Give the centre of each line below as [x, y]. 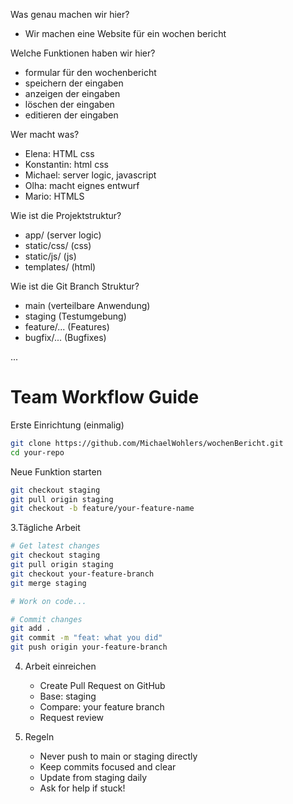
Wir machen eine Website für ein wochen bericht [125, 33]
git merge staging [48, 583]
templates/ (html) [60, 267]
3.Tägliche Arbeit [45, 528]
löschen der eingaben [69, 104]
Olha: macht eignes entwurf [82, 185]
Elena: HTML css [59, 153]
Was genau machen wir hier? [70, 14]
